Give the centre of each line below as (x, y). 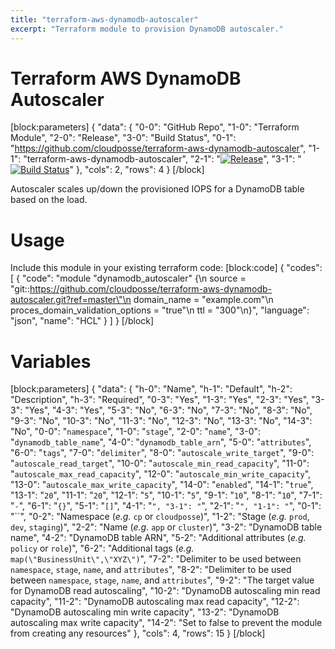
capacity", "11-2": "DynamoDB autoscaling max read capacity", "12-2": (155, 602)
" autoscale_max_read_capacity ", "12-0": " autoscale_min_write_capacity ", (161, 474)
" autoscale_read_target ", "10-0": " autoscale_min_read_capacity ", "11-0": (160, 463)
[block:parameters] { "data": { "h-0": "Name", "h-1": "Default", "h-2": (151, 389)
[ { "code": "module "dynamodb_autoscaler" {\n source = (128, 278)
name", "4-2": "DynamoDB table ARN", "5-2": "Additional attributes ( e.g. (158, 538)
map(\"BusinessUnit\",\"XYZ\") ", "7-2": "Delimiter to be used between (156, 559)
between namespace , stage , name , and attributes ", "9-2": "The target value (162, 580)
